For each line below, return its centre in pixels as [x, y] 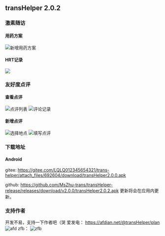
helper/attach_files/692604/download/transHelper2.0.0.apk [66, 175]
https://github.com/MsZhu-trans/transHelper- [67, 185]
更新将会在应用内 [137, 191]
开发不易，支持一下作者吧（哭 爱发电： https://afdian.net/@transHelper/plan [82, 222]
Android [14, 159]
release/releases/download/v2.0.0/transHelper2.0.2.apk [62, 191]
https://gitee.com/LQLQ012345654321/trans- [63, 170]
